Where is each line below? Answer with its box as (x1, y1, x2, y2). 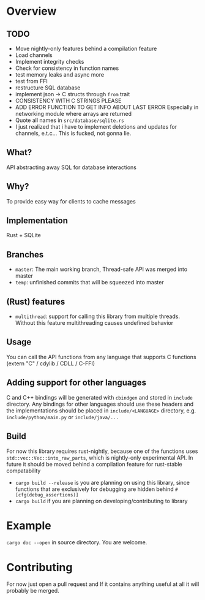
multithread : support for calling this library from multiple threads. (15, 313, 181, 320)
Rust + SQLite (6, 232, 41, 239)
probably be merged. (6, 587, 59, 594)
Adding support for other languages (6, 378, 147, 388)
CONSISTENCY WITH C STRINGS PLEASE (15, 97, 122, 104)
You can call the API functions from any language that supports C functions (6, 353, 197, 360)
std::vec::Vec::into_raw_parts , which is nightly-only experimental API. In (6, 454, 193, 461)
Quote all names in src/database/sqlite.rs (15, 116, 124, 124)
